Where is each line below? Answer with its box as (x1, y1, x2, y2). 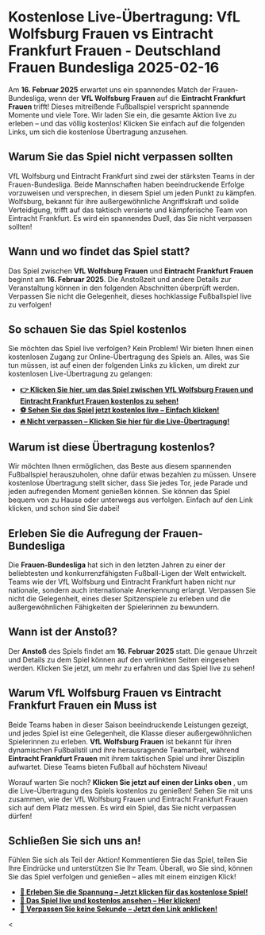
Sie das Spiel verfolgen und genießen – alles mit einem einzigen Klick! (8, 872, 236, 882)
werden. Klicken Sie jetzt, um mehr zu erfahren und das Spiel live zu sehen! (8, 663, 255, 673)
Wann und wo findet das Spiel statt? (8, 245, 190, 258)
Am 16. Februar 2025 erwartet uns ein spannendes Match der (8, 84, 211, 95)
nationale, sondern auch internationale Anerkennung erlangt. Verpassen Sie (8, 585, 256, 595)
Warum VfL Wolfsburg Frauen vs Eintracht (8, 686, 222, 700)
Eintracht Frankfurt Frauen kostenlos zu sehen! (19, 396, 179, 406)
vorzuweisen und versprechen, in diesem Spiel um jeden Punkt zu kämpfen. (8, 187, 256, 198)
